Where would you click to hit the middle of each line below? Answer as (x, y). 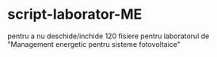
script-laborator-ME (75, 14)
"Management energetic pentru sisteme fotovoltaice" (94, 44)
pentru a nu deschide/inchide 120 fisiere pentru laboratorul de (108, 36)
